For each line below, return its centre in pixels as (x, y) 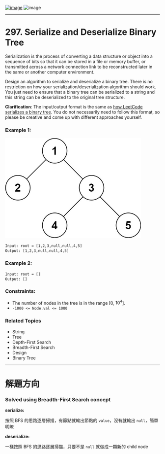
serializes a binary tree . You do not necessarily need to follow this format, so (82, 112)
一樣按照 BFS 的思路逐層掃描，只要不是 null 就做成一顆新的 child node (77, 447)
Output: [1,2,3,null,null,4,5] (37, 251)
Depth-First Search (32, 342)
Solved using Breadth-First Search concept (58, 399)
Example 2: (19, 263)
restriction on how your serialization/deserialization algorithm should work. (81, 87)
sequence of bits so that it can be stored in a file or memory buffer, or (75, 61)
